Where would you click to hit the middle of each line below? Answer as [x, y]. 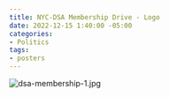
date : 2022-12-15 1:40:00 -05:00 [71, 26]
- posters [27, 58]
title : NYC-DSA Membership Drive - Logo [85, 17]
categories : [31, 34]
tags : [19, 50]
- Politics [29, 42]
